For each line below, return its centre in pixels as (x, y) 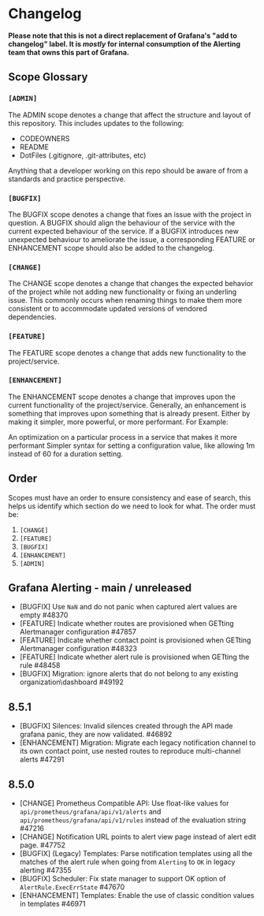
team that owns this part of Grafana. (69, 52)
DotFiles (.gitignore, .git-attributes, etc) (83, 155)
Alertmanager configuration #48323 (78, 649)
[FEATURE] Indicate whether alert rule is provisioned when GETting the (134, 657)
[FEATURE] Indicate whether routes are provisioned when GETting (126, 624)
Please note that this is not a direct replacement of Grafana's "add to (123, 35)
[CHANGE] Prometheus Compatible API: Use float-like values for (125, 803)
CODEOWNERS (45, 138)
